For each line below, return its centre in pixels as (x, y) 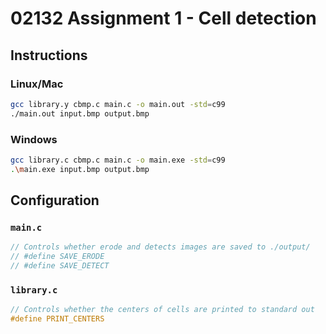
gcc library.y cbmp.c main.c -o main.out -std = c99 (118, 104)
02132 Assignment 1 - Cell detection (163, 18)
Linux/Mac (37, 84)
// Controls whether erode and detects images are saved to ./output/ (160, 247)
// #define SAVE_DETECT (60, 266)
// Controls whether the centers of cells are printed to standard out (162, 310)
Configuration (55, 200)
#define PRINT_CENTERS (57, 319)
